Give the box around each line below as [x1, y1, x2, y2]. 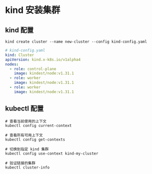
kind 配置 [5, 26, 34, 34]
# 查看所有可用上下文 [5, 132, 43, 138]
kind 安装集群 [5, 4, 60, 16]
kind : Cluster [5, 53, 35, 58]
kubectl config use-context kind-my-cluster [5, 151, 99, 156]
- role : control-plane [9, 66, 56, 71]
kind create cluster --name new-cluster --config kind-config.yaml [5, 39, 148, 44]
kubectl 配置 [5, 105, 44, 113]
